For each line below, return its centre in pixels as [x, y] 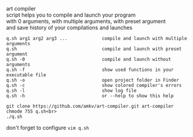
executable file [26, 75]
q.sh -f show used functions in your [90, 70]
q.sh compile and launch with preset [94, 49]
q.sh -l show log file [71, 91]
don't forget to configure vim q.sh [48, 128]
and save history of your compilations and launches [69, 27]
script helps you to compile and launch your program [71, 15]
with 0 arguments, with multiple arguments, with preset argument [86, 21]
